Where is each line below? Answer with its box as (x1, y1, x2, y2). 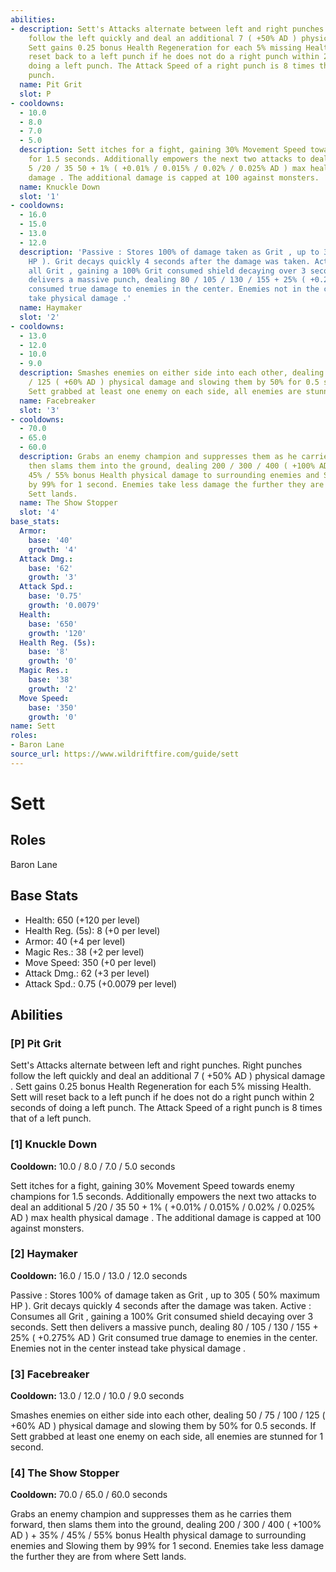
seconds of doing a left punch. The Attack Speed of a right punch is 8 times (10, 1102, 323, 1114)
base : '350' (28, 702, 78, 713)
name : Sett (10, 721, 56, 731)
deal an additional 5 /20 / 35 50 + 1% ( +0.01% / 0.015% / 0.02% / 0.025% (10, 1201, 316, 1213)
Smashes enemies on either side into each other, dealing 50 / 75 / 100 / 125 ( (10, 1409, 326, 1421)
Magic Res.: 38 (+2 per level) (24, 946, 145, 958)
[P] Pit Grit (10, 1036, 62, 1050)
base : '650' (28, 619, 78, 629)
